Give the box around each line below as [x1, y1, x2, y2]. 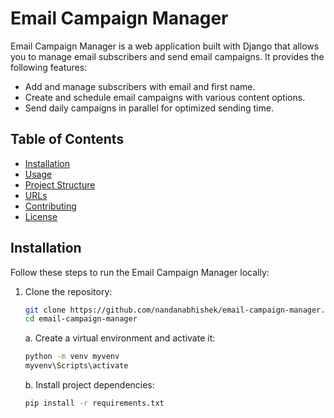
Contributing [24, 200, 77, 212]
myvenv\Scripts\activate [24, 361, 129, 371]
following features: [10, 61, 88, 73]
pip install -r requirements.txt [24, 398, 165, 409]
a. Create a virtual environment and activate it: [24, 332, 216, 344]
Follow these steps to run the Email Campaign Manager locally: [10, 266, 270, 278]
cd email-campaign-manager [24, 314, 138, 324]
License [24, 210, 58, 222]
